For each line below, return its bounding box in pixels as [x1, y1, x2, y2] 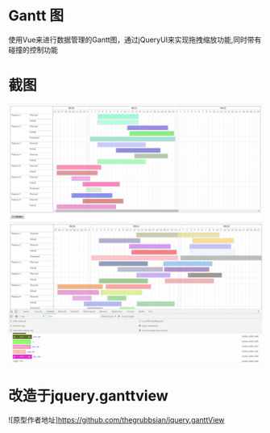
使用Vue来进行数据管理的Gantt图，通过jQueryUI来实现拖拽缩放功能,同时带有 [8, 35, 262, 44]
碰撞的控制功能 [8, 44, 58, 54]
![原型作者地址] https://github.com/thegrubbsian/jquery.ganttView [8, 414, 225, 424]
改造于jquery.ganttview [8, 386, 168, 405]
